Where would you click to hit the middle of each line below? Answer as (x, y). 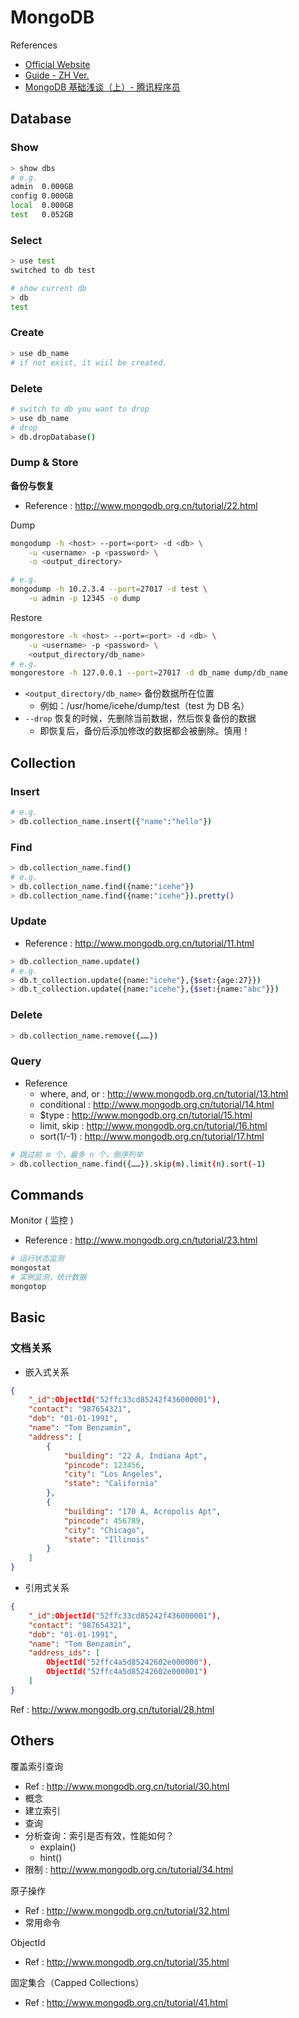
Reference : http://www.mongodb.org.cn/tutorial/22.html (141, 505)
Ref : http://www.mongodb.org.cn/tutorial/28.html (112, 1709)
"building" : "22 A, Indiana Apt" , (135, 1456)
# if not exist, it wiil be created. (89, 362)
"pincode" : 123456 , (104, 1465)
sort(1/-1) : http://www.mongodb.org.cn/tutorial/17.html (152, 1136)
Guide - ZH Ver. (57, 75)
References (34, 45)
